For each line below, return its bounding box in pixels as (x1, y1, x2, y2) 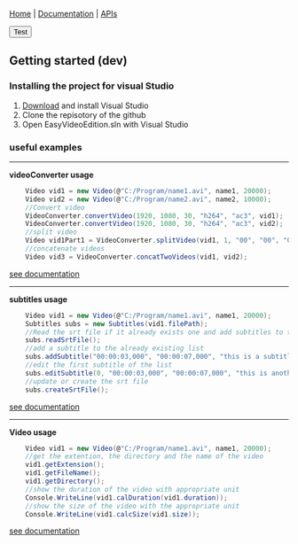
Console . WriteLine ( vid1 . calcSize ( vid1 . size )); (25, 509, 200, 518)
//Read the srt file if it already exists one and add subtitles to (25, 328, 284, 337)
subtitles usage (9, 293, 68, 305)
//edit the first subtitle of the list (25, 361, 173, 369)
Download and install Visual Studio (21, 100, 149, 111)
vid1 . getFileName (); (25, 469, 101, 478)
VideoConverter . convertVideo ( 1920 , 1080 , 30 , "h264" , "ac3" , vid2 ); (25, 220, 284, 229)
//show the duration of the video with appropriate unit (25, 485, 240, 493)
